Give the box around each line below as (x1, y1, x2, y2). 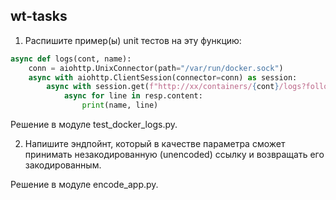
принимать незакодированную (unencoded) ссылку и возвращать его (24, 149, 325, 161)
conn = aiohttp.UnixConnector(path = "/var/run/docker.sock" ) (28, 63, 284, 73)
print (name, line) (81, 100, 159, 111)
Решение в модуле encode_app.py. (10, 179, 159, 191)
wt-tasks (10, 8, 68, 25)
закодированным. (24, 159, 102, 171)
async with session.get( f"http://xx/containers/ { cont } (46, 82, 280, 92)
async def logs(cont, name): (10, 54, 132, 64)
